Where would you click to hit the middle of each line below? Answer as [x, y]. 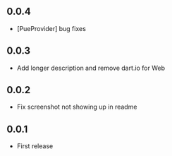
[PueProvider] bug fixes [51, 28]
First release [35, 146]
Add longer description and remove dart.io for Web [91, 68]
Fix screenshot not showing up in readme [77, 107]
